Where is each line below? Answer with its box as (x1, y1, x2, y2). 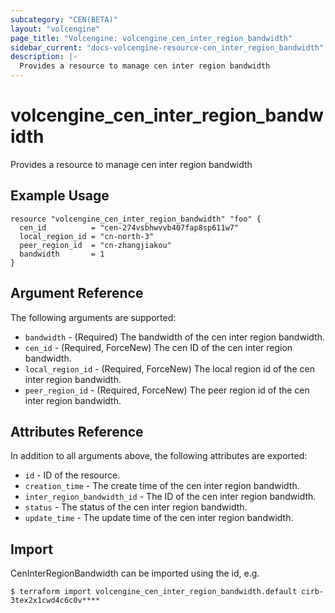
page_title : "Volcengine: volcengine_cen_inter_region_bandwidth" (10, 33, 293, 43)
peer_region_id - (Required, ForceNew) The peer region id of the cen (24, 384, 310, 396)
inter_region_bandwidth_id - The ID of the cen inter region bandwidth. (24, 491, 317, 503)
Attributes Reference (10, 423, 144, 440)
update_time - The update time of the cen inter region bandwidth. (24, 512, 294, 524)
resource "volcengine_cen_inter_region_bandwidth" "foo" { (10, 214, 262, 224)
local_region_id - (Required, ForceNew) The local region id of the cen (24, 362, 315, 375)
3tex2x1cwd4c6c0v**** (10, 596, 101, 606)
